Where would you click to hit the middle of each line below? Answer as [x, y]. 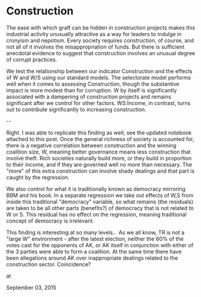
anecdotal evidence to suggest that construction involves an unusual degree [101, 53]
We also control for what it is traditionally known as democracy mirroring [96, 189]
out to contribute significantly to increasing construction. [76, 109]
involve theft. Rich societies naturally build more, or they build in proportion [99, 158]
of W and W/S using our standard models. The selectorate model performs [98, 77]
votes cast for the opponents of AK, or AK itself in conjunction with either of [100, 245]
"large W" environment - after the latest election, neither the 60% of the [95, 239]
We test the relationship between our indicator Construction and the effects [100, 71]
